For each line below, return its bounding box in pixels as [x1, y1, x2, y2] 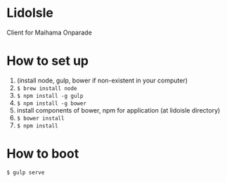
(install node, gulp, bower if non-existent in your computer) [16, 76, 188, 84]
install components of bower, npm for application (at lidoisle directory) [16, 106, 221, 114]
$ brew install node [16, 84, 77, 92]
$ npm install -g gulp [16, 92, 84, 99]
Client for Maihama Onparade [6, 28, 92, 37]
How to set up [6, 53, 89, 69]
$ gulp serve [6, 169, 45, 176]
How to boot [6, 146, 79, 162]
